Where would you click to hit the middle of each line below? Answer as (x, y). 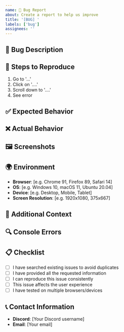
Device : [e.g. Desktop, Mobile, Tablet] (52, 193)
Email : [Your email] (32, 324)
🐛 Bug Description (34, 50)
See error (23, 95)
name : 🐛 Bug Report (26, 10)
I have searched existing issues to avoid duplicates (66, 267)
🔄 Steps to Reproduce (40, 67)
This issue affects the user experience (52, 285)
